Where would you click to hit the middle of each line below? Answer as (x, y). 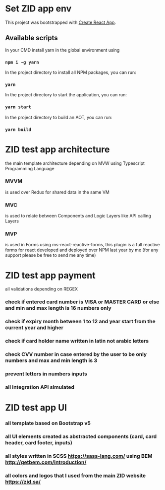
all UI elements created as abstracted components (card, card (81, 436)
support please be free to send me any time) (51, 255)
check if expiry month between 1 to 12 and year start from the (80, 322)
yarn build (18, 129)
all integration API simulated (40, 387)
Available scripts (31, 38)
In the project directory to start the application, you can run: (66, 95)
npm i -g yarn (22, 62)
